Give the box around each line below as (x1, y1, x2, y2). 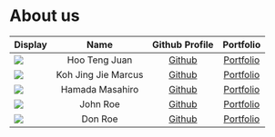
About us (9, 5, 80, 26)
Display (14, 38, 47, 51)
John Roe (78, 97, 120, 110)
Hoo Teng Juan (66, 54, 133, 66)
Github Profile (151, 38, 214, 51)
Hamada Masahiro (60, 83, 139, 95)
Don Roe (81, 113, 118, 125)
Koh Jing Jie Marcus (56, 68, 144, 81)
